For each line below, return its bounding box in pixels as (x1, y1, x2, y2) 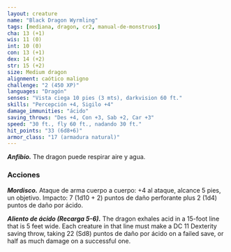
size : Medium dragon (7, 68, 68, 75)
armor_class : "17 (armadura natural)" (7, 133, 120, 140)
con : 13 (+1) (7, 50, 45, 57)
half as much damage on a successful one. (7, 237, 131, 245)
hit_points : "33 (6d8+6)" (7, 127, 82, 134)
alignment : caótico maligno (7, 75, 89, 82)
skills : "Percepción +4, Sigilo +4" (7, 101, 114, 108)
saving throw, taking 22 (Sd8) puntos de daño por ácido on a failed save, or (7, 229, 224, 237)
